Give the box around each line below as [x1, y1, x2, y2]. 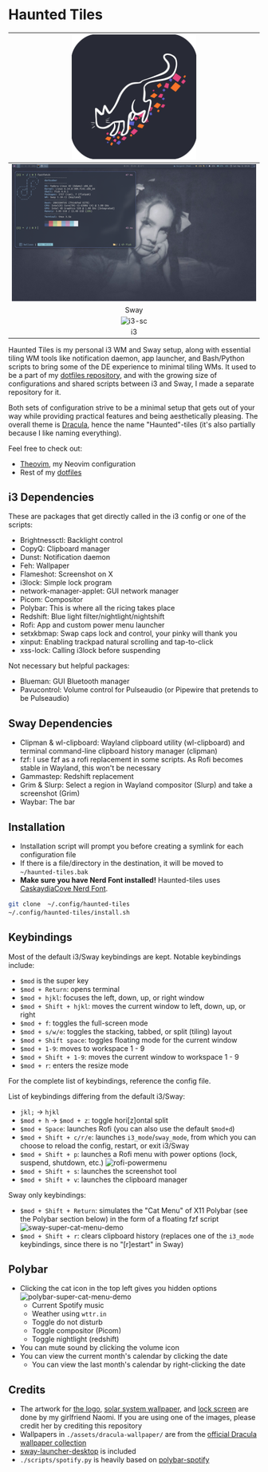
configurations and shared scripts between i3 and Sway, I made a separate [8, 379, 254, 388]
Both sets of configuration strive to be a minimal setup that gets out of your [8, 403, 255, 412]
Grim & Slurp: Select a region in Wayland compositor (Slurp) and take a [19, 780, 253, 790]
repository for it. [8, 387, 61, 396]
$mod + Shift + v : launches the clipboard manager [19, 1175, 187, 1184]
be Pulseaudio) [19, 694, 70, 703]
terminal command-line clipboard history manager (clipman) [19, 746, 218, 756]
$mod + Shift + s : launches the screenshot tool [19, 1166, 177, 1175]
